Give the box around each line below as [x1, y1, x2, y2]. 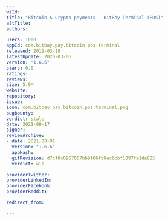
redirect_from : [6, 199, 45, 205]
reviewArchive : [6, 133, 45, 139]
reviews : [6, 76, 28, 82]
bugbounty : [6, 110, 34, 116]
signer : [6, 127, 26, 133]
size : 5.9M [6, 82, 34, 88]
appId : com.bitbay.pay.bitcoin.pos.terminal [6, 42, 120, 48]
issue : [6, 99, 23, 105]
